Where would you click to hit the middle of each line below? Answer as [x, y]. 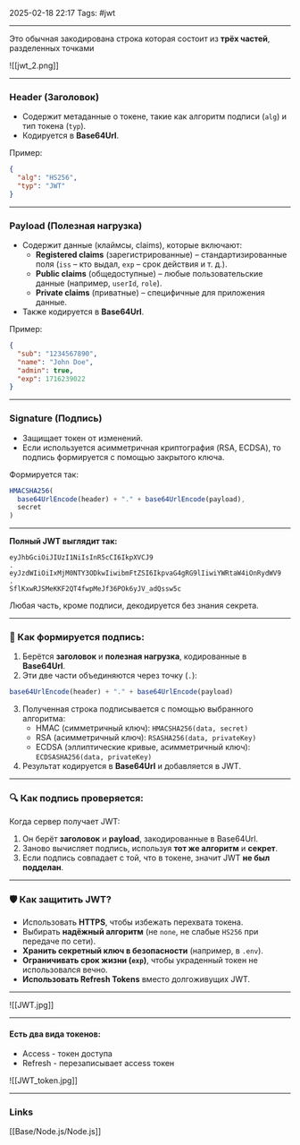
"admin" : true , [46, 371]
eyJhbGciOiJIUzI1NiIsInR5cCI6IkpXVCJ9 [81, 558]
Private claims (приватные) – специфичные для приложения [150, 293]
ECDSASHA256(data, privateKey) [94, 757]
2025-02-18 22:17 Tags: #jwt [62, 13]
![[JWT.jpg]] [32, 1004]
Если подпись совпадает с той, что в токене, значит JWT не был [146, 858]
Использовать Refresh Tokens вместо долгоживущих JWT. [136, 978]
